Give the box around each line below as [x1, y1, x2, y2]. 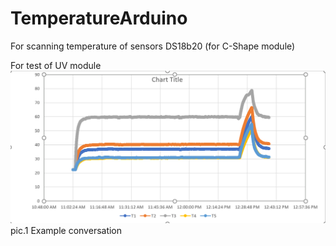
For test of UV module [10, 59, 102, 71]
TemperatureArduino [10, 7, 188, 30]
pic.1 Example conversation [10, 224, 123, 236]
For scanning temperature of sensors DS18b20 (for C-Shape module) [10, 40, 296, 52]
